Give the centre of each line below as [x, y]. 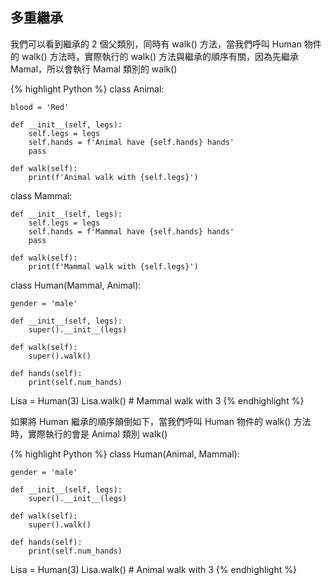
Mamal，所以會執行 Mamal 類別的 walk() [94, 69]
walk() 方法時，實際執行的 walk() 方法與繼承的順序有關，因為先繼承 [160, 56]
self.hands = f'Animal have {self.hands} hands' [131, 142]
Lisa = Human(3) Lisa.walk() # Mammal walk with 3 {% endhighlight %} [157, 400]
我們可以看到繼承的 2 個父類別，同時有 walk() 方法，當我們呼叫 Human [156, 44]
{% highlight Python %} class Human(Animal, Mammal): [125, 454]
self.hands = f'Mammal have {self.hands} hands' [131, 231]
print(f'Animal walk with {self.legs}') [113, 177]
